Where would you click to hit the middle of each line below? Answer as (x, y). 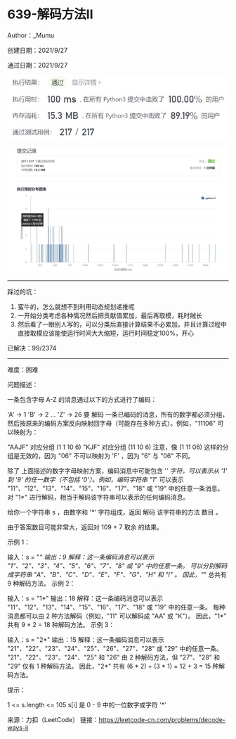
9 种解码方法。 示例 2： (41, 583)
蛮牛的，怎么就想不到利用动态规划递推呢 (76, 307)
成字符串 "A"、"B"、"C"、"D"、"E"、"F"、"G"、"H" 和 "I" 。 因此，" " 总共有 (117, 575)
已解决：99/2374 (32, 348)
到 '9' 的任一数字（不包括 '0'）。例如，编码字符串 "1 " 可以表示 (96, 480)
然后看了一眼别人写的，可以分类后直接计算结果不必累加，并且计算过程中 (122, 324)
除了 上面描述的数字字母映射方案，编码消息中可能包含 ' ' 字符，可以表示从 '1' (117, 471)
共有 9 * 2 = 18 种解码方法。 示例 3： (61, 625)
